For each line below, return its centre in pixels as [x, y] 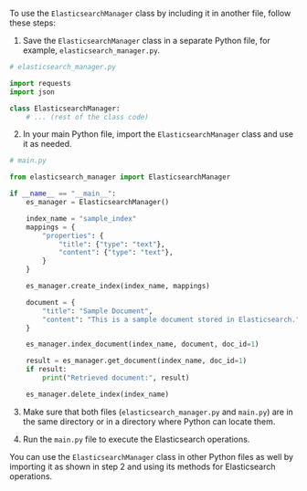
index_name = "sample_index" [81, 218]
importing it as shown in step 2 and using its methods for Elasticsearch [143, 466]
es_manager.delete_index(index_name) [98, 394]
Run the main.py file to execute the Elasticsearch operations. [136, 439]
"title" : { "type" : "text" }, [112, 244]
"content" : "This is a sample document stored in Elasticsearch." [171, 319]
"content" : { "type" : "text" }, [116, 253]
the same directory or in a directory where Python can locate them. [149, 421]
